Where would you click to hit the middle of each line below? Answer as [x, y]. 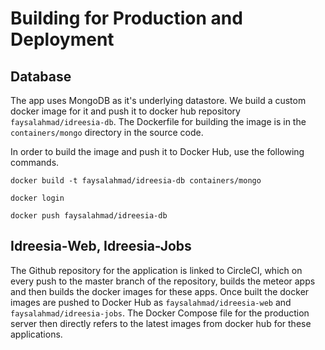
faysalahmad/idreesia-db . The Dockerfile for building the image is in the [158, 121]
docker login [37, 198]
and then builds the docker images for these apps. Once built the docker [160, 291]
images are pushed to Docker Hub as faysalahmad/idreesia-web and [151, 302]
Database [41, 76]
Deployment [62, 39]
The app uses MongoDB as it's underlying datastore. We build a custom [158, 100]
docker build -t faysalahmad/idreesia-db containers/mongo [136, 181]
